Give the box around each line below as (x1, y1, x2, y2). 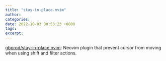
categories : (5, 17, 30, 22)
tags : (5, 26, 17, 31)
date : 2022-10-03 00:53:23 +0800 (5, 21, 75, 27)
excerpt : (5, 31, 24, 36)
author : (5, 12, 22, 17)
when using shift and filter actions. (5, 50, 77, 56)
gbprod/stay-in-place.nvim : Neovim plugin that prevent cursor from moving (5, 45, 161, 50)
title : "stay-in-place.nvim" (5, 7, 66, 13)
